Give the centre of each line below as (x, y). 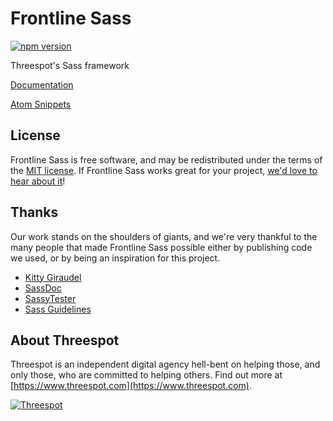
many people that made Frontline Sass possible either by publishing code (161, 247)
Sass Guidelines (58, 309)
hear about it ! (38, 181)
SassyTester (50, 298)
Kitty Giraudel (53, 277)
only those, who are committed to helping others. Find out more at (146, 375)
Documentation (42, 84)
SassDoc (43, 288)
